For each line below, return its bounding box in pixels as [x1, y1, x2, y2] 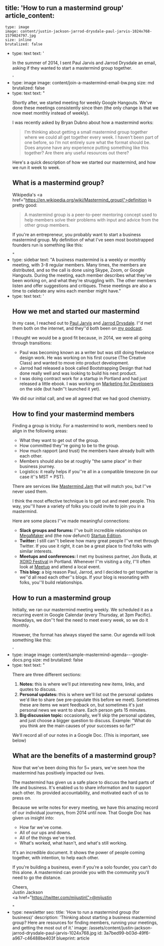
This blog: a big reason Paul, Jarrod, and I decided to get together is [19, 569, 158, 575]
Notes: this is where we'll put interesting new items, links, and [19, 681, 145, 687]
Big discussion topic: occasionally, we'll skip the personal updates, [19, 712, 156, 718]
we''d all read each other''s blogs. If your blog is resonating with [19, 574, 149, 580]
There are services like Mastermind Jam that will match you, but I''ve [12, 484, 152, 489]
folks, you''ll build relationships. [19, 580, 83, 585]
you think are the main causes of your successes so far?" [19, 723, 136, 729]
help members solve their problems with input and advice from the [24, 217, 159, 222]
